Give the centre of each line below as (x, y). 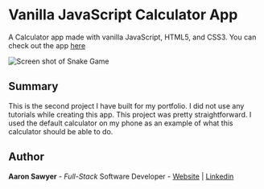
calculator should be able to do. (61, 131)
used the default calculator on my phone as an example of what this (121, 123)
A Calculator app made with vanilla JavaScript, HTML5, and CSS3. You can (132, 37)
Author (26, 157)
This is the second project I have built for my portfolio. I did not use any (126, 105)
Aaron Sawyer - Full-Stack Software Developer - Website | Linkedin (121, 176)
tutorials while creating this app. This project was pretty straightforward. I (130, 114)
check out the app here (47, 45)
